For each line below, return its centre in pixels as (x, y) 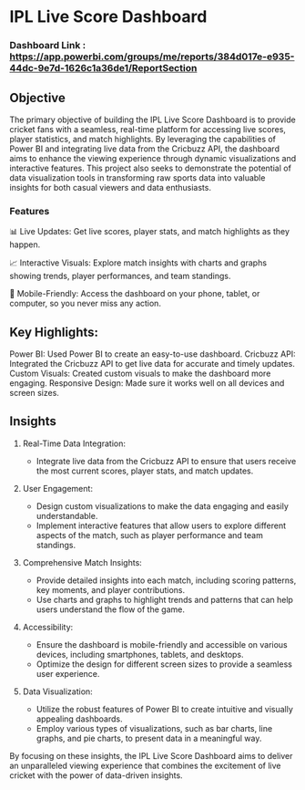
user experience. (68, 673)
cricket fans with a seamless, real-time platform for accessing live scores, (148, 129)
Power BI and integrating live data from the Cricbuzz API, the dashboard (145, 149)
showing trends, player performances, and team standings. (120, 276)
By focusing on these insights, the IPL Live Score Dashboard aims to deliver (151, 755)
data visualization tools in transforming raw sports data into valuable (137, 177)
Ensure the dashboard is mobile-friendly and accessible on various (162, 644)
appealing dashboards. (79, 719)
